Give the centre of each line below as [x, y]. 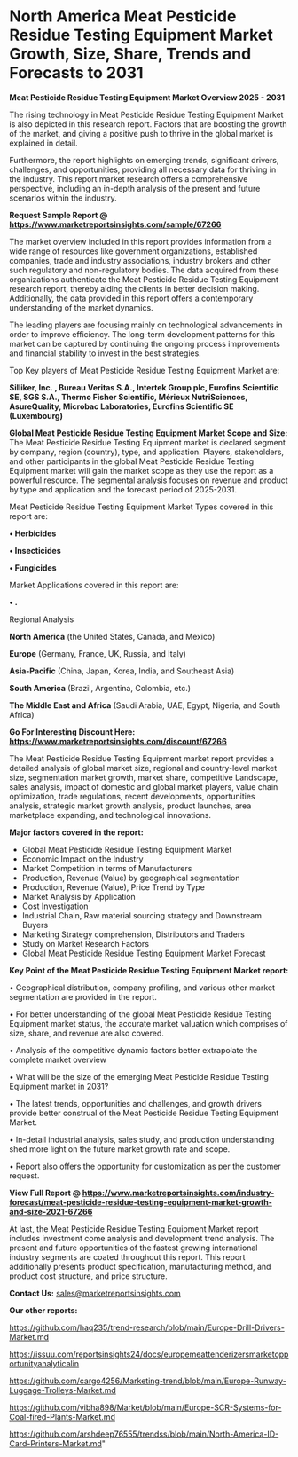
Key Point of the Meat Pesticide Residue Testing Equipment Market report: [149, 970]
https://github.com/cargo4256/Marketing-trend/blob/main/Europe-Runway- [148, 1381]
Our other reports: [43, 1310]
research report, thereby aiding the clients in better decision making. [134, 288]
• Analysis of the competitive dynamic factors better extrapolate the [133, 1050]
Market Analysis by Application [78, 896]
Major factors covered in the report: [76, 832]
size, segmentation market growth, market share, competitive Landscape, [144, 777]
